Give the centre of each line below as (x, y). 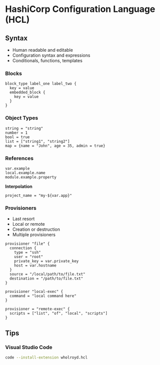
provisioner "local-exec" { (34, 292)
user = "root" (29, 257)
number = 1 (16, 133)
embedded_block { (28, 92)
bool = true (17, 137)
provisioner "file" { (28, 244)
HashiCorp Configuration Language (80, 9)
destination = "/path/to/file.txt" (46, 279)
